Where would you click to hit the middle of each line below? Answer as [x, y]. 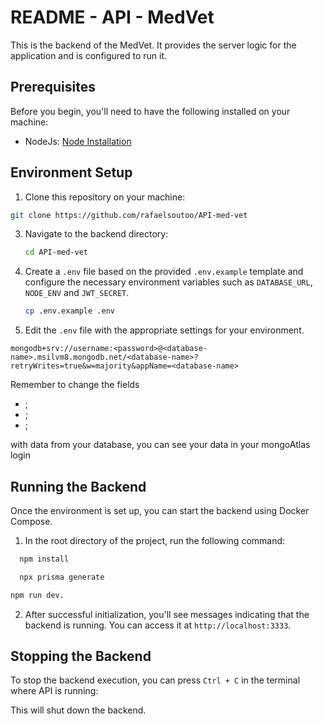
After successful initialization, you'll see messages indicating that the [167, 614]
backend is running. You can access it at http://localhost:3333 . [158, 625]
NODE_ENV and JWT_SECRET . [77, 293]
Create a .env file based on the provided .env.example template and [164, 272]
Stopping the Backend [81, 656]
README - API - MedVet [112, 17]
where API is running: [54, 691]
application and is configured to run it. [89, 55]
